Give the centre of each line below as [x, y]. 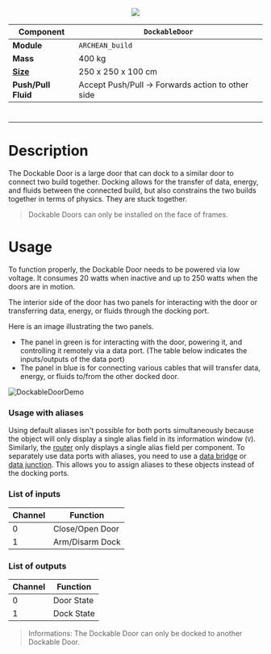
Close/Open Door [86, 528]
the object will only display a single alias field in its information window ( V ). [132, 439]
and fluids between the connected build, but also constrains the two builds [132, 190]
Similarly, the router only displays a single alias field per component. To [127, 448]
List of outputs [38, 566]
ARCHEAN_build [106, 46]
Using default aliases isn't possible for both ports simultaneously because [131, 431]
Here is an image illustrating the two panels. [81, 327]
